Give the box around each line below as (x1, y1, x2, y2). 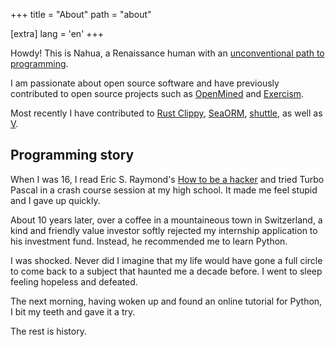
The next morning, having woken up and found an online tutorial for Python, (10, 295, 323, 307)
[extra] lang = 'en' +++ (10, 28, 105, 39)
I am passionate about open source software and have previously (10, 77, 280, 89)
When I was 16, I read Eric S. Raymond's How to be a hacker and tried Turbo (10, 173, 325, 185)
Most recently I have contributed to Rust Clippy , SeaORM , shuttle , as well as (10, 107, 323, 119)
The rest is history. (10, 325, 87, 337)
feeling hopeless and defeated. (10, 275, 138, 288)
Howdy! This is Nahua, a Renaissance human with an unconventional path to (10, 47, 325, 59)
